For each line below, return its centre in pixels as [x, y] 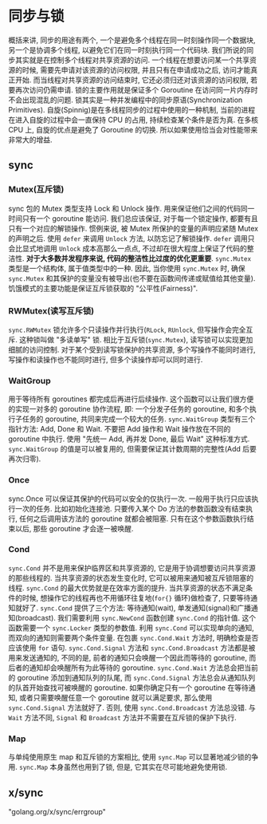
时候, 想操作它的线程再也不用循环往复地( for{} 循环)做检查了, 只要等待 [136, 597]
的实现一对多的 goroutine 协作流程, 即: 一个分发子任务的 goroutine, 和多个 [129, 409]
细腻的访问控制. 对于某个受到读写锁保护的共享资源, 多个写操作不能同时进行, [132, 349]
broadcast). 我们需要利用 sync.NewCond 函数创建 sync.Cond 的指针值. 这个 [137, 617]
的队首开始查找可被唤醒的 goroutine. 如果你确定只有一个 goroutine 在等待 [128, 688]
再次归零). [25, 459]
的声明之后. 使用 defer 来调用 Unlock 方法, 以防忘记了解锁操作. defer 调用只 [132, 238]
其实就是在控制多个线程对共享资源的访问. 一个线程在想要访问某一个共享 [132, 60]
